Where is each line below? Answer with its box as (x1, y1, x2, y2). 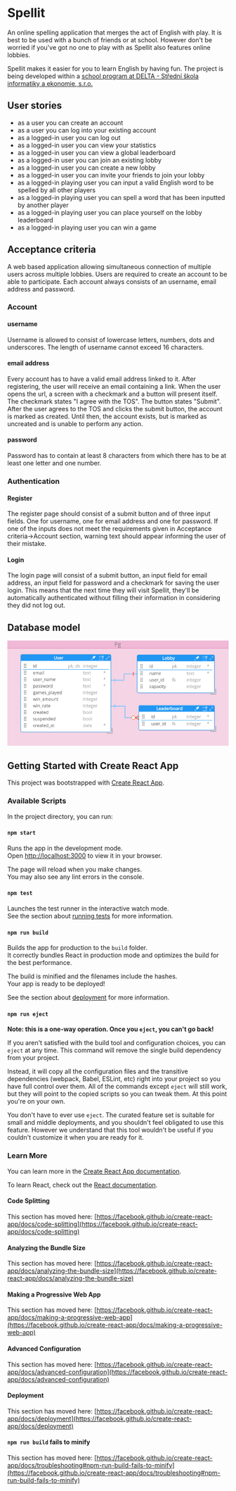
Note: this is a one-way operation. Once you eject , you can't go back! (7, 1025, 214, 1033)
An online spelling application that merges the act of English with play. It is (7, 28, 223, 37)
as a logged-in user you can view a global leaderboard (17, 148, 176, 156)
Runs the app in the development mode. (7, 844, 123, 852)
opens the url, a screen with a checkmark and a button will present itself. (7, 389, 218, 398)
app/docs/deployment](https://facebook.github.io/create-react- (7, 1414, 192, 1423)
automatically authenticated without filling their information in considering (7, 594, 221, 602)
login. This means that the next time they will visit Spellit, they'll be (7, 586, 199, 594)
